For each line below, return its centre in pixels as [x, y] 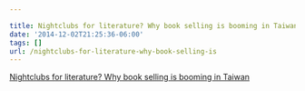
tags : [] [26, 43]
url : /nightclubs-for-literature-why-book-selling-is [113, 51]
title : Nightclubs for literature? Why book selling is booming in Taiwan [154, 25]
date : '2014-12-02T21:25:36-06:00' [77, 34]
